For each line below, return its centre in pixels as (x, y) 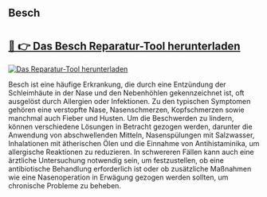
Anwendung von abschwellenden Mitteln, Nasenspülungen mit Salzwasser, (132, 135)
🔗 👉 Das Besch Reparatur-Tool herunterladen (124, 46)
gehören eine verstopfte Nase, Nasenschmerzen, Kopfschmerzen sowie (126, 110)
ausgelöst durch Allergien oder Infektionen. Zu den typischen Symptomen (130, 101)
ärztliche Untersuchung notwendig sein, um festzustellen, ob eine (116, 160)
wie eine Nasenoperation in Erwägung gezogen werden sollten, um (118, 177)
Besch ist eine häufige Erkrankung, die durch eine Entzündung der (117, 84)
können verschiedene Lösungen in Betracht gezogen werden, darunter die (130, 127)
